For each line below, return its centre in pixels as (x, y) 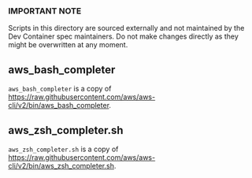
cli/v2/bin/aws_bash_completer (59, 106)
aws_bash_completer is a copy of (60, 89)
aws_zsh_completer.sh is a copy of (63, 149)
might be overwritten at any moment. (68, 45)
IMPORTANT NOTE (45, 11)
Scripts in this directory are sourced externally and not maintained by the (126, 28)
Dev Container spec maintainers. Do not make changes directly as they (123, 36)
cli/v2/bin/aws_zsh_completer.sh (61, 165)
